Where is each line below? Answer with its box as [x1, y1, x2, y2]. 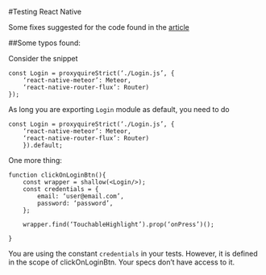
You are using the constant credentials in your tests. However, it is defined [8, 249, 258, 258]
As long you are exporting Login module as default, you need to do [8, 105, 230, 114]
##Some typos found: [8, 38, 81, 48]
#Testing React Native [8, 7, 82, 16]
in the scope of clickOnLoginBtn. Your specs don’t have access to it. [8, 257, 235, 267]
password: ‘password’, [37, 199, 114, 207]
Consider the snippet [8, 54, 78, 63]
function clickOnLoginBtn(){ [8, 171, 106, 179]
